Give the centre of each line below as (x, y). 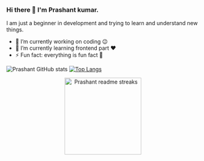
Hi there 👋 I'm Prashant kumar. (53, 10)
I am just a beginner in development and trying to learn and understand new (102, 23)
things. (15, 29)
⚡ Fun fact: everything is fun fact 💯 (59, 55)
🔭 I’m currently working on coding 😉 (62, 42)
